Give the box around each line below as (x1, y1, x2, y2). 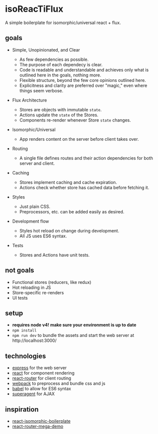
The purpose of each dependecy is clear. (19, 61, 103, 67)
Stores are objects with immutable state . (19, 106, 102, 112)
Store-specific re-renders (12, 289, 64, 295)
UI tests (12, 295, 28, 301)
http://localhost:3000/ (12, 337, 57, 344)
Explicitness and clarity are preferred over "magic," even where (19, 82, 148, 88)
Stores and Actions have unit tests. (19, 252, 90, 258)
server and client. (19, 160, 55, 166)
